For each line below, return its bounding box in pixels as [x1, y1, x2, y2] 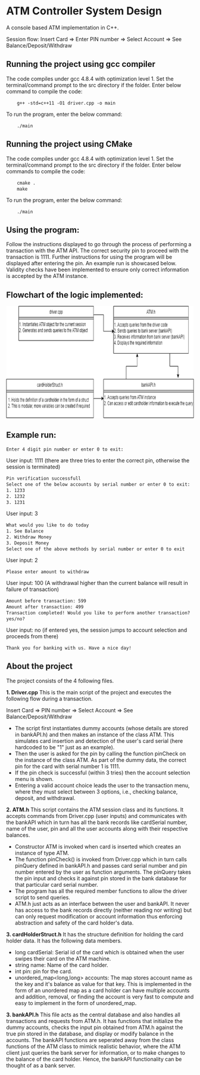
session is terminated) [6, 463, 61, 470]
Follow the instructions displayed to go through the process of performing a [6, 241, 192, 248]
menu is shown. [14, 775, 54, 782]
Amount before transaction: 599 [6, 598, 86, 604]
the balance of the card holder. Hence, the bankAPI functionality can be [6, 1055, 182, 1062]
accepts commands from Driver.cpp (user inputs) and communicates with [6, 812, 187, 819]
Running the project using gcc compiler [6, 59, 156, 69]
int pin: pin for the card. [14, 967, 73, 975]
